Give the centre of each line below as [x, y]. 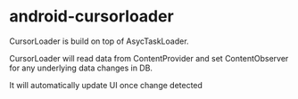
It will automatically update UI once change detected [106, 85]
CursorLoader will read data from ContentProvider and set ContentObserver [149, 58]
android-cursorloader [91, 16]
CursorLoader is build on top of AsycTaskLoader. [99, 41]
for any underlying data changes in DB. [81, 68]
